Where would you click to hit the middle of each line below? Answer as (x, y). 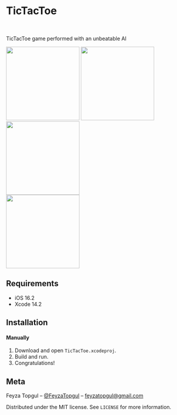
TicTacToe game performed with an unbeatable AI (67, 38)
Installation (27, 322)
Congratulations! (35, 363)
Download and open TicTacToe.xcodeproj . (65, 350)
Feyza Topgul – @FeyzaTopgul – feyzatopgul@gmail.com (75, 396)
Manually (18, 337)
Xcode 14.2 (28, 304)
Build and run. (31, 357)
